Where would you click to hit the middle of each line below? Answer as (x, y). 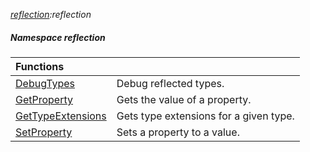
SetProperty (44, 132)
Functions (40, 66)
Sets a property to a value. (178, 132)
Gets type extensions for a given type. (205, 116)
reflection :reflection (51, 14)
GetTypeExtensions (61, 116)
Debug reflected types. (170, 83)
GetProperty (44, 99)
